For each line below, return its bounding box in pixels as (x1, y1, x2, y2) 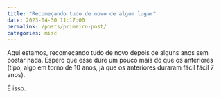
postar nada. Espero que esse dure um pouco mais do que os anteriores (7, 56, 213, 65)
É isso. (7, 84, 26, 92)
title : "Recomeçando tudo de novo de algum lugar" (7, 10, 157, 17)
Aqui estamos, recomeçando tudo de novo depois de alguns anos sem (7, 49, 209, 57)
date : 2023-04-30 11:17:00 (7, 17, 85, 24)
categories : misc (7, 29, 58, 37)
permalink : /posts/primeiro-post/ (7, 23, 107, 30)
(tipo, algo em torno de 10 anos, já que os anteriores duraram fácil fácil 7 (7, 63, 215, 72)
